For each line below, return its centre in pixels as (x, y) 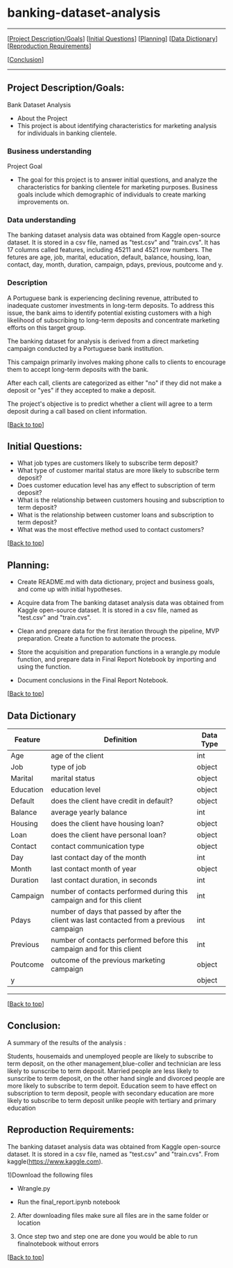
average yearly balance (89, 813)
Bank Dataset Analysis (39, 104)
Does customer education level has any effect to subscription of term (116, 485)
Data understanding (42, 219)
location (29, 1223)
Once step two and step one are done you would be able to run (107, 1236)
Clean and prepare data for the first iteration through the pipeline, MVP (118, 631)
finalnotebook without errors (58, 1244)
